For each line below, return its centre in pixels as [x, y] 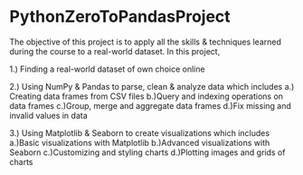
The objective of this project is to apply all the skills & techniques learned [146, 42]
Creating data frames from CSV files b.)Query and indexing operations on [146, 96]
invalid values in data [48, 115]
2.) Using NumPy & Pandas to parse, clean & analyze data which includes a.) [152, 86]
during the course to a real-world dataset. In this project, [115, 51]
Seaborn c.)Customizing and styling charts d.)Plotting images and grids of [147, 152]
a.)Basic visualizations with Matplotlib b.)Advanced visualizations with [140, 142]
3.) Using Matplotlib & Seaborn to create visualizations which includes [139, 132]
